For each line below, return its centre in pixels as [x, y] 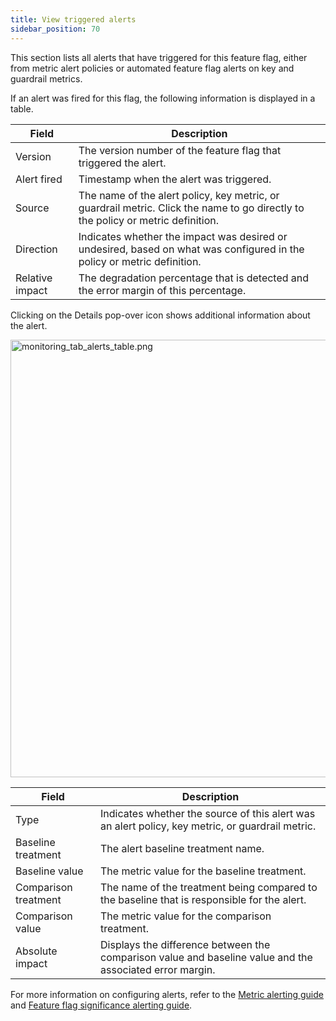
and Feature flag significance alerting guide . [101, 1005]
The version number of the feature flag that [180, 150]
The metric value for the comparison [186, 916]
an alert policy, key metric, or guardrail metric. [208, 826]
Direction [36, 249]
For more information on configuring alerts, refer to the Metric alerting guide [167, 994]
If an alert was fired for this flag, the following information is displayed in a [163, 98]
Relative [34, 278]
